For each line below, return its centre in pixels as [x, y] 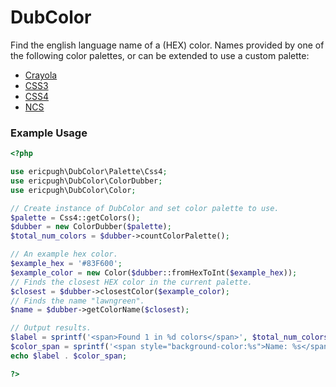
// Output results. [51, 328]
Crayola [41, 75]
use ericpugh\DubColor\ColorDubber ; [86, 181]
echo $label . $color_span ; [69, 356]
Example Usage [49, 133]
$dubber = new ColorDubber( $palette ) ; [91, 227]
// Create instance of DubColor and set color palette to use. [145, 208]
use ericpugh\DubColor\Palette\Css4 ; [89, 172]
